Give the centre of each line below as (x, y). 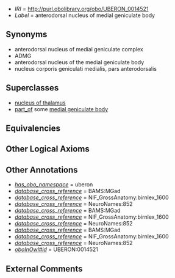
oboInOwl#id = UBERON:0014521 (56, 249)
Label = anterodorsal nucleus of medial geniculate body (85, 15)
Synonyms (27, 35)
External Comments (44, 269)
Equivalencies (33, 129)
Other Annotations (42, 170)
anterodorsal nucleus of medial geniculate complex (79, 49)
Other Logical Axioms (48, 149)
